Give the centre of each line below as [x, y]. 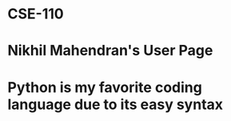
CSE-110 [36, 14]
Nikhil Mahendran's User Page [110, 51]
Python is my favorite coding [105, 87]
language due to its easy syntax [115, 104]
